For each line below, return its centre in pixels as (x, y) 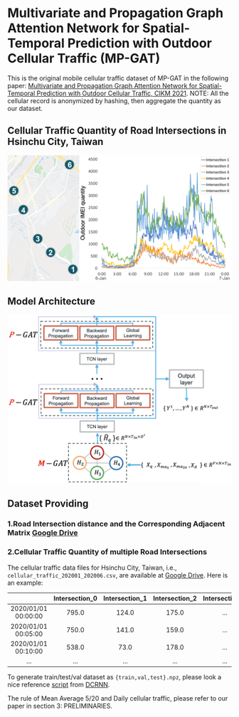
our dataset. (25, 108)
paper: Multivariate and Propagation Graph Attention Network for (102, 85)
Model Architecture (52, 301)
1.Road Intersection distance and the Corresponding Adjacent (116, 524)
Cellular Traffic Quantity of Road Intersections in (117, 131)
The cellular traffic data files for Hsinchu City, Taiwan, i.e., (92, 568)
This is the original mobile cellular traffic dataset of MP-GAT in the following (118, 78)
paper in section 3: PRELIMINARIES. (60, 706)
